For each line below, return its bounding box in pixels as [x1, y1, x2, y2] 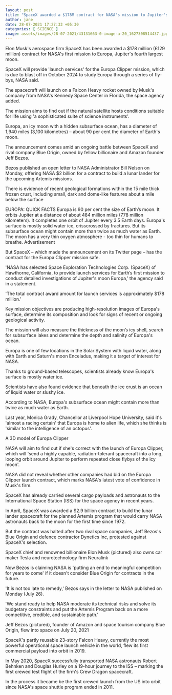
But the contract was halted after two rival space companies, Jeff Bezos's [5, 529, 161, 534]
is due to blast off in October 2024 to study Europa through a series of [5, 72, 154, 77]
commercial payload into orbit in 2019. [5, 648, 86, 654]
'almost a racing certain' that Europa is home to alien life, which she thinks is [5, 420, 167, 426]
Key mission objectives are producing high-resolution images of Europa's [5, 306, 160, 312]
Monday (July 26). [5, 591, 45, 597]
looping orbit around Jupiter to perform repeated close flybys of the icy [5, 456, 156, 462]
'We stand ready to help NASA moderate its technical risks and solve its [5, 601, 157, 607]
